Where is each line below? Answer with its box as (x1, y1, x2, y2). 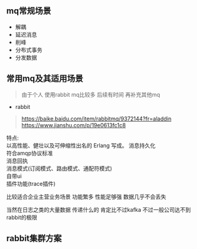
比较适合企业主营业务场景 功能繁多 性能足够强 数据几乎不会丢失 (6, 193, 166, 200)
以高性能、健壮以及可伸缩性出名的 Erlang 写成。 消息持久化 (6, 141, 156, 149)
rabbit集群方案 (6, 233, 62, 243)
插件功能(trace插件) (6, 180, 56, 187)
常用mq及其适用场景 (6, 73, 84, 84)
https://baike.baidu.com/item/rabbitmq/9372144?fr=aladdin (21, 115, 172, 122)
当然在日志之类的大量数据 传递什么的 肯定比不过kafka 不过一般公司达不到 (6, 206, 191, 213)
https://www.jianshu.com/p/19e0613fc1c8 (21, 121, 126, 128)
